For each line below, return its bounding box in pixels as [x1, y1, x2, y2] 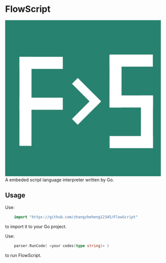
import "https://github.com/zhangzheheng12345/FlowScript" [14, 214, 138, 219]
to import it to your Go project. [5, 223, 67, 229]
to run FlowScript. [5, 252, 41, 258]
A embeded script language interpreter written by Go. [5, 177, 115, 183]
